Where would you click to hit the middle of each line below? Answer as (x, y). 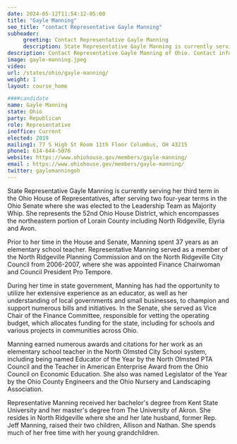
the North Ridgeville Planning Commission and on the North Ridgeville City (115, 257)
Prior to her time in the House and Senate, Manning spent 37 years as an (113, 242)
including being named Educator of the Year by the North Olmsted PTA (110, 359)
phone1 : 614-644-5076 (39, 151)
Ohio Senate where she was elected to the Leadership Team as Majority (112, 206)
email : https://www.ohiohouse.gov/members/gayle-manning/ (96, 164)
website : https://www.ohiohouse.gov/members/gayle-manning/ (98, 158)
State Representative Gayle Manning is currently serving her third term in (113, 190)
